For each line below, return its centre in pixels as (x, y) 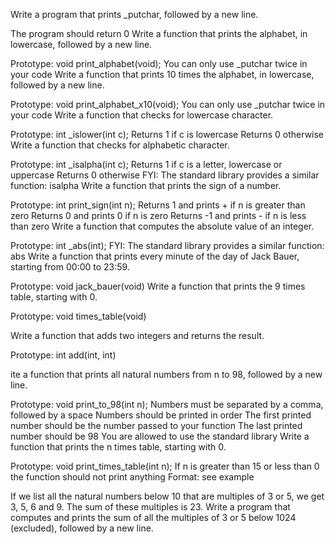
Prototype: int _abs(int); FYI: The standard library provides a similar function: (167, 245)
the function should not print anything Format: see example (132, 477)
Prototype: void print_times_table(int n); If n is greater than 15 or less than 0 (165, 466)
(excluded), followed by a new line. (82, 528)
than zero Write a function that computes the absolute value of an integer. (162, 226)
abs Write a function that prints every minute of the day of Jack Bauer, (155, 256)
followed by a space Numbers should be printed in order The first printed (161, 415)
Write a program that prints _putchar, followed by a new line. (134, 14)
